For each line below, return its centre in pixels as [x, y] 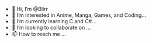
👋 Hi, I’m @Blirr [30, 9]
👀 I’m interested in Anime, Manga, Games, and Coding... [79, 15]
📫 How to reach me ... [39, 34]
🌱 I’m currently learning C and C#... [54, 21]
